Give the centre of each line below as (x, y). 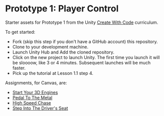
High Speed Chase (32, 103)
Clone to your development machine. (50, 47)
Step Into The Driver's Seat (40, 108)
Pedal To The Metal (32, 98)
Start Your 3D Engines (35, 92)
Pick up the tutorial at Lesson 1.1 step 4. (53, 73)
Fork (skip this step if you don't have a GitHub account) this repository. (85, 41)
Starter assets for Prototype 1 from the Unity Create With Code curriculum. (82, 22)
